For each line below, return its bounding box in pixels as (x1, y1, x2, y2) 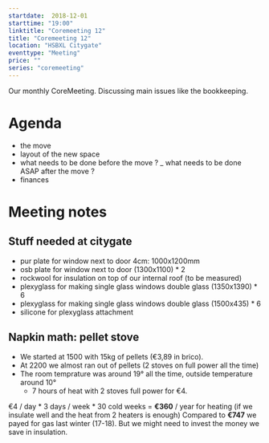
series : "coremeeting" (8, 64, 84, 72)
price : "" (8, 57, 42, 65)
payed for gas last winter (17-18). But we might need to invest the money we (8, 418, 259, 428)
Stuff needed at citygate (8, 234, 132, 249)
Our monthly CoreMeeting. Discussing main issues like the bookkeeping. (8, 86, 249, 96)
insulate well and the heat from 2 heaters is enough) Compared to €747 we (8, 410, 257, 420)
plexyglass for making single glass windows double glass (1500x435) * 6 (19, 299, 262, 308)
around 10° (19, 377, 57, 387)
